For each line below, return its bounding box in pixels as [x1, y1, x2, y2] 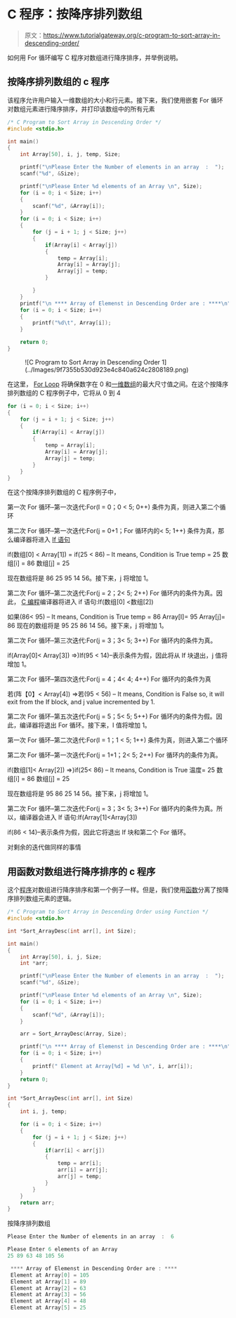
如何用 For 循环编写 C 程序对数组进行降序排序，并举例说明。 [7, 53, 183, 62]
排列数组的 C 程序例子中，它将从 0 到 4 [7, 388, 121, 397]
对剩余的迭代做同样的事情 [7, 843, 81, 852]
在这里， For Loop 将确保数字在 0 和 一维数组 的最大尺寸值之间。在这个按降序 [7, 380, 229, 388]
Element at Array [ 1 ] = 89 [10, 1278, 86, 1285]
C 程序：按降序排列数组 [7, 6, 143, 22]
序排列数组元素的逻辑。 [7, 895, 75, 903]
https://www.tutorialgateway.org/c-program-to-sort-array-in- [43, 31, 221, 39]
